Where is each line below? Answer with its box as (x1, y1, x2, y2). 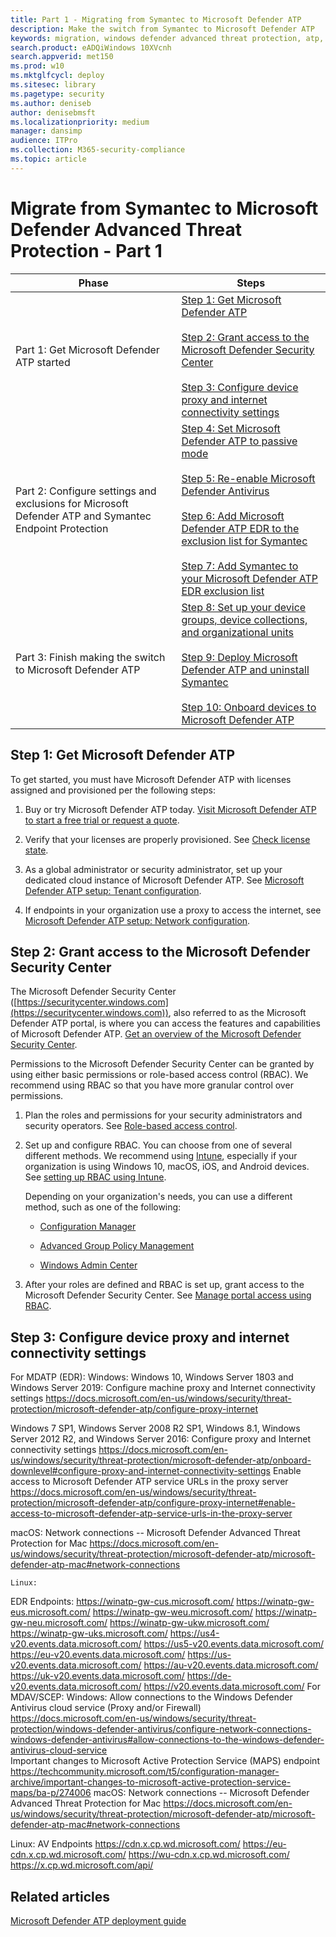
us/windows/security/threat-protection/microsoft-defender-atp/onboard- (10, 1454, 312, 1466)
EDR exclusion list (181, 584, 265, 598)
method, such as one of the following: (24, 1201, 182, 1213)
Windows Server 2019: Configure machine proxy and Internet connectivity (10, 1382, 316, 1394)
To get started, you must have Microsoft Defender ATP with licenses (10, 773, 292, 785)
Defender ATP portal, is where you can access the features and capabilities (10, 1017, 321, 1030)
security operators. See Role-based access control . (24, 1120, 238, 1132)
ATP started (15, 355, 71, 369)
